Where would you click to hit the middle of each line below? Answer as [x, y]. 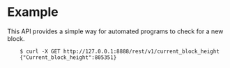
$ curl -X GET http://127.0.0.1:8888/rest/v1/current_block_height [120, 51]
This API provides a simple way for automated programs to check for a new [115, 31]
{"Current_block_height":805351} [68, 57]
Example [33, 12]
